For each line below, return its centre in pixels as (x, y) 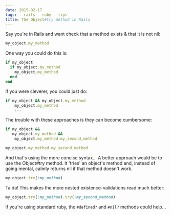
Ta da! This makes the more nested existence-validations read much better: (85, 187)
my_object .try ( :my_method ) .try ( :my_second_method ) (60, 197)
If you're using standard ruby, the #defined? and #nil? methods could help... (86, 207)
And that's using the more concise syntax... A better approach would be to (84, 158)
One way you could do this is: (37, 53)
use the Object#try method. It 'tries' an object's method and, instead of (80, 163)
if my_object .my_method (35, 67)
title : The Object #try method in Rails (48, 19)
